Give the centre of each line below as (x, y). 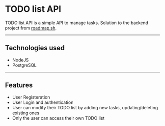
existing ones (26, 113)
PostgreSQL (24, 65)
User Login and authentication (43, 102)
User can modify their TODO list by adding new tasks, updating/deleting (85, 107)
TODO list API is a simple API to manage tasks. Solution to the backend (77, 23)
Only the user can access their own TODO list (58, 118)
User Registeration (31, 97)
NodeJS (20, 60)
